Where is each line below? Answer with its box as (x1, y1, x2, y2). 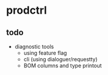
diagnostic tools (14, 43, 55, 50)
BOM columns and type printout (23, 62, 102, 69)
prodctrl (6, 4, 47, 17)
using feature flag (23, 49, 67, 57)
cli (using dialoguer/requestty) (23, 56, 98, 62)
